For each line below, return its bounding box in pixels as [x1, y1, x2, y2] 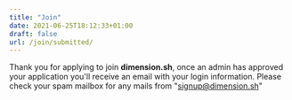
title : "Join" [9, 12, 62, 22]
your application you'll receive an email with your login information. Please [9, 72, 282, 82]
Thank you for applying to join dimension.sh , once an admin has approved [9, 62, 284, 73]
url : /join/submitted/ [9, 37, 93, 47]
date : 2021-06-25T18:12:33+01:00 [9, 21, 134, 30]
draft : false [9, 29, 58, 38]
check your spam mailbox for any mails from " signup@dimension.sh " [9, 81, 263, 91]
